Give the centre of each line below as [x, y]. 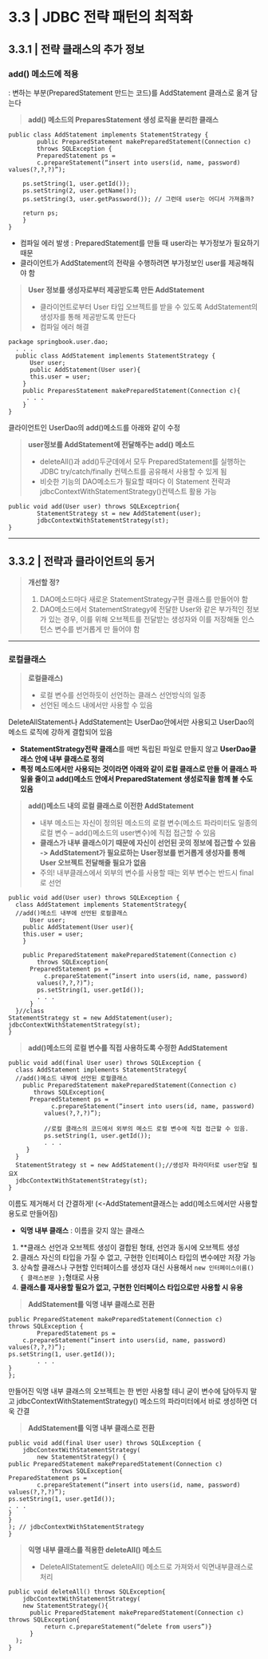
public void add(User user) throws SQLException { [94, 897]
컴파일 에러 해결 [64, 327]
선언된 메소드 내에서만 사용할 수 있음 [96, 705]
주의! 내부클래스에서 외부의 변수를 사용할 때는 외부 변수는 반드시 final [146, 873]
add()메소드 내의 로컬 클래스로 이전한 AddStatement [110, 806]
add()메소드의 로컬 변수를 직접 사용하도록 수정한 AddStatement [128, 1047]
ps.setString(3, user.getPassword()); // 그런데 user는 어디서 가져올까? [138, 199]
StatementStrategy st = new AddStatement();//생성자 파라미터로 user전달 [132, 1165]
